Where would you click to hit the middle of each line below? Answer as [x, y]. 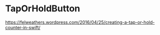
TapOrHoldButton [43, 9]
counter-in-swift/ [23, 27]
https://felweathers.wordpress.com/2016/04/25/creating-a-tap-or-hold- [80, 22]
